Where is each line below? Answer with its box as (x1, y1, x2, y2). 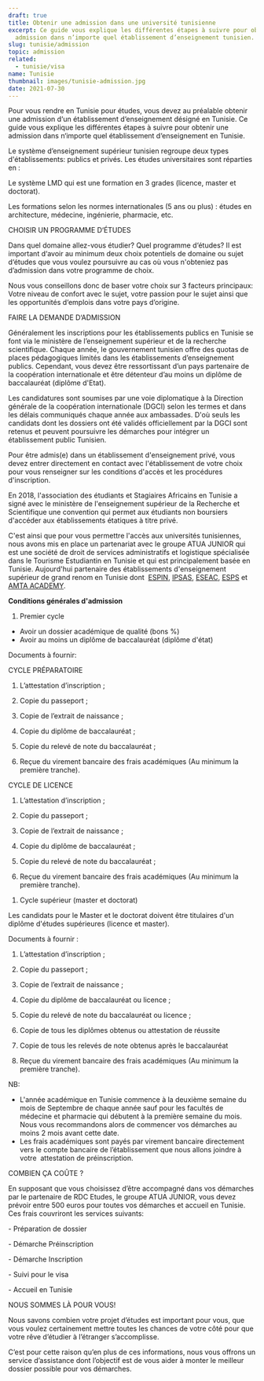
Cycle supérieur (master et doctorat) (19, 895, 138, 905)
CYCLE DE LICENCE (8, 780, 73, 790)
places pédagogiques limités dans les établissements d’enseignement (8, 353, 234, 362)
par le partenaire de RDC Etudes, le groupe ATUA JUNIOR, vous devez (8, 1192, 236, 1202)
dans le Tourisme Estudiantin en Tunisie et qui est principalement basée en (8, 556, 251, 566)
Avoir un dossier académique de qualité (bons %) (19, 626, 180, 637)
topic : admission (8, 48, 65, 56)
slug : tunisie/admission (8, 41, 90, 49)
